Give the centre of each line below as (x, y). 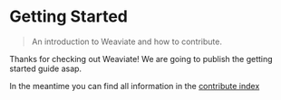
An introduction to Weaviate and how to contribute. (127, 41)
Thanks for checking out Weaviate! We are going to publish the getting (141, 59)
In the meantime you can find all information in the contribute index (135, 86)
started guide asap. (46, 68)
